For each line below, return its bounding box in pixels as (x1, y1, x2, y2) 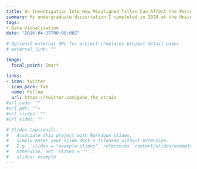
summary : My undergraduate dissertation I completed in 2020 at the (6, 14, 177, 20)
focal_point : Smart (11, 62, 59, 68)
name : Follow (11, 89, 43, 95)
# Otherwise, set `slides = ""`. (6, 149, 93, 155)
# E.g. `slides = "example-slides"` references (6, 143, 130, 149)
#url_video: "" (6, 116, 43, 122)
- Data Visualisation (6, 25, 59, 31)
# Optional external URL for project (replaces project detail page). (6, 41, 182, 47)
